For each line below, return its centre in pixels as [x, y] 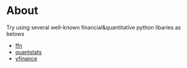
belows [15, 33]
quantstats [28, 52]
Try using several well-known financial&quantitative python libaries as [93, 27]
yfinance [26, 58]
